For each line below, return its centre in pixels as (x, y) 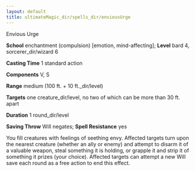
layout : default (26, 11)
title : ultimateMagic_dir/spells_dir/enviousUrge (69, 17)
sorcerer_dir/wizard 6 (32, 51)
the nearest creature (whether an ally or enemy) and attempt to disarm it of (97, 144)
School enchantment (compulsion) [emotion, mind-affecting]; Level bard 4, (98, 45)
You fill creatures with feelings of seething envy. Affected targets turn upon (97, 138)
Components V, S (28, 74)
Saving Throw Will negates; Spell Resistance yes (66, 126)
